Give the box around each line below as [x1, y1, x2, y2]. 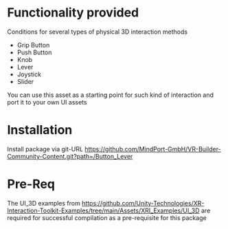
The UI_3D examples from [7, 199, 80, 207]
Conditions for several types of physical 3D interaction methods [7, 28, 187, 36]
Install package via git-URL [7, 144, 84, 153]
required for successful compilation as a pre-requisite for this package [7, 213, 207, 221]
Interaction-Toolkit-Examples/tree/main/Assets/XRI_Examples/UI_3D [7, 206, 201, 215]
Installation [7, 122, 73, 138]
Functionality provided [7, 5, 139, 21]
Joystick [16, 70, 41, 78]
